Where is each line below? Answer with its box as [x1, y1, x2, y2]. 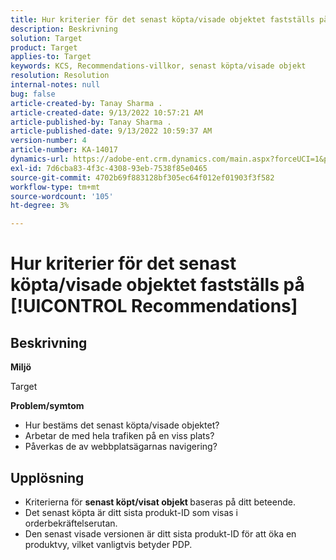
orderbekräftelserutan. [24, 517, 118, 529]
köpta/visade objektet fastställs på [10, 274, 305, 296]
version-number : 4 [10, 136, 87, 146]
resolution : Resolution [10, 71, 110, 81]
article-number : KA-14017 [10, 145, 118, 155]
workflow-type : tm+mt [10, 182, 101, 192]
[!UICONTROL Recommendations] [10, 295, 298, 318]
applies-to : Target [10, 52, 92, 62]
